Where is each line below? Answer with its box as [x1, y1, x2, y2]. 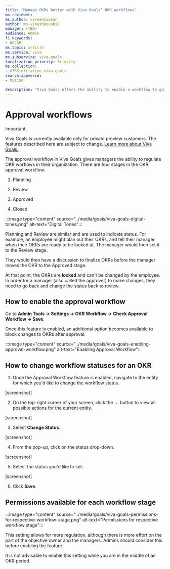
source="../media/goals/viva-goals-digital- [56, 215, 146, 222]
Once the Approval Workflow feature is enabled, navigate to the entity [12, 375, 158, 381]
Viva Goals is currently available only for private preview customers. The [5, 135, 157, 142]
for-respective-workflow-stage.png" [5, 517, 81, 522]
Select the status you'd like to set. [12, 464, 83, 470]
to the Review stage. [5, 247, 48, 253]
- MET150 [5, 78, 24, 83]
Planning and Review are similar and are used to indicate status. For [5, 231, 147, 237]
